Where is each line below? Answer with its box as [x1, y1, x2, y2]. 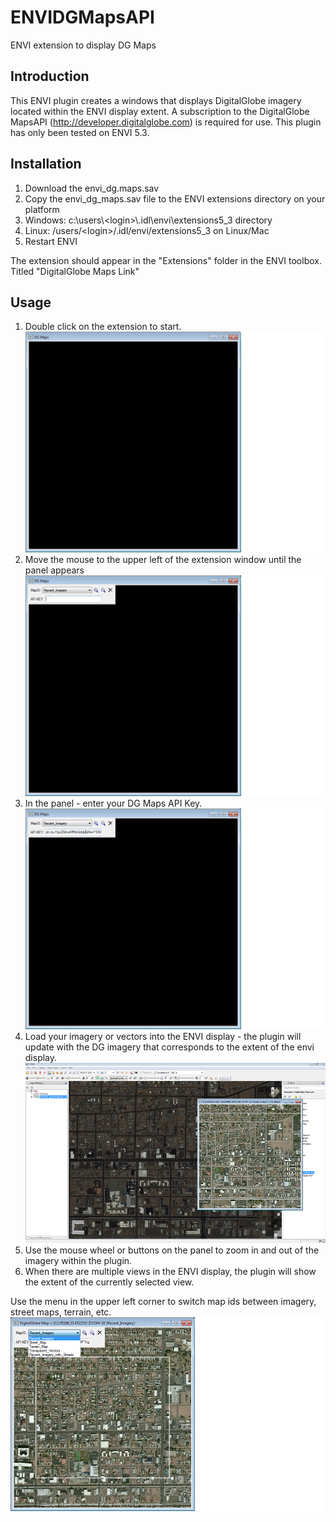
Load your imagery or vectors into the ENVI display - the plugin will [24, 1031, 302, 1043]
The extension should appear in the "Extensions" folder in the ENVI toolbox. [10, 254, 322, 266]
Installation [10, 156, 82, 173]
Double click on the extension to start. [24, 321, 182, 333]
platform [24, 203, 60, 215]
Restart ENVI [24, 235, 78, 247]
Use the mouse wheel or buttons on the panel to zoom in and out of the [24, 1244, 320, 1256]
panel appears [24, 564, 85, 576]
